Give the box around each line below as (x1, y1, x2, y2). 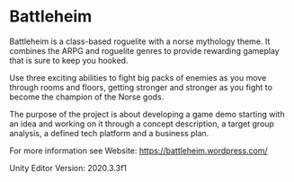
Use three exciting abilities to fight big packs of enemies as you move (9, 72, 267, 82)
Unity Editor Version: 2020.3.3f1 (9, 162, 128, 173)
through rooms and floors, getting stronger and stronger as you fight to (9, 82, 272, 92)
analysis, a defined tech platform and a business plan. (9, 127, 209, 138)
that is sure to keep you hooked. (9, 55, 129, 65)
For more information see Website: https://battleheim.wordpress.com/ (9, 145, 268, 156)
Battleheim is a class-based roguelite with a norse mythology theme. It (9, 36, 271, 47)
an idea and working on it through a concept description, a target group (9, 118, 274, 129)
